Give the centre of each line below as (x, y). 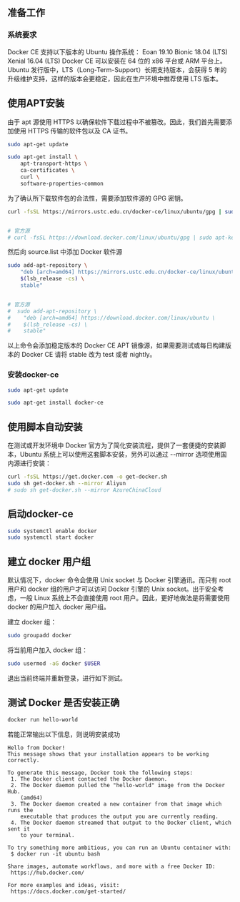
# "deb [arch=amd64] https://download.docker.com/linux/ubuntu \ (111, 318)
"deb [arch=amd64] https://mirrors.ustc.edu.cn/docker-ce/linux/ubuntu (129, 272)
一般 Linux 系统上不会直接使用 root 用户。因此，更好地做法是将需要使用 (125, 598)
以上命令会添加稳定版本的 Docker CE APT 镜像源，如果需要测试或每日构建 (116, 345)
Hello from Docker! (36, 748)
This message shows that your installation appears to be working (108, 754)
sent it (19, 829)
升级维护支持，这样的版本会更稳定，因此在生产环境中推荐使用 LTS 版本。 (115, 78)
